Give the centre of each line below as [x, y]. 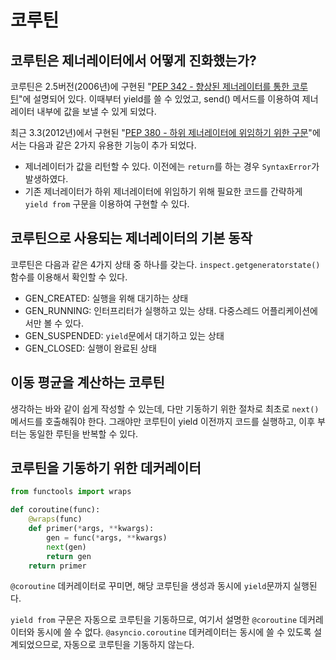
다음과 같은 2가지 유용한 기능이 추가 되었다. [112, 145]
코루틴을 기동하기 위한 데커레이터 [106, 468]
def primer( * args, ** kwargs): [91, 529]
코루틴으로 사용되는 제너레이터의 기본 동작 [131, 238]
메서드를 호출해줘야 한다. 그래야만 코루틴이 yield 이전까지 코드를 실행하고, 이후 [163, 421]
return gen [69, 556]
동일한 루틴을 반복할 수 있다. [83, 433]
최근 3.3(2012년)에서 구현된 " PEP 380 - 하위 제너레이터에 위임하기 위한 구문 [159, 132]
